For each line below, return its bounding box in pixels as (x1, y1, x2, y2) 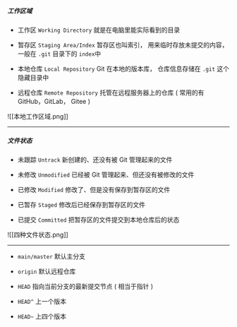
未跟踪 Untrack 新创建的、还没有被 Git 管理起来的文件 (17, 155, 173, 164)
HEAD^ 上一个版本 (17, 297, 67, 305)
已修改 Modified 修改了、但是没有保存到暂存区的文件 (17, 185, 171, 194)
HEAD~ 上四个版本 (17, 311, 67, 321)
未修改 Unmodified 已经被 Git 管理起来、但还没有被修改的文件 (17, 170, 195, 179)
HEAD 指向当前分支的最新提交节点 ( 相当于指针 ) (17, 282, 154, 290)
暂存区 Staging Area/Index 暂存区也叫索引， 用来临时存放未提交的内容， (17, 40, 229, 49)
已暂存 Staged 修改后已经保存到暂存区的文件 (17, 200, 146, 208)
